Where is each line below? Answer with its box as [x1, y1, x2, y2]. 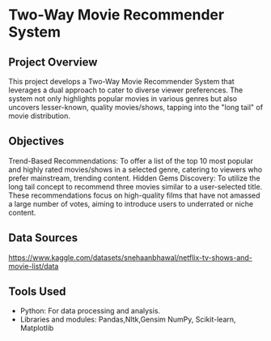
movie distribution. [8, 111, 70, 121]
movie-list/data [8, 261, 59, 271]
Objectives [8, 134, 65, 148]
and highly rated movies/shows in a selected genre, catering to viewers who [8, 164, 263, 174]
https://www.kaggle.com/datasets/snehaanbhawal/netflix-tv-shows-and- [8, 253, 253, 262]
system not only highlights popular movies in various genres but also [8, 94, 237, 103]
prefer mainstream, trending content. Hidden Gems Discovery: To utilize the [8, 173, 260, 183]
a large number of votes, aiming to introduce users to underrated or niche [8, 198, 254, 208]
